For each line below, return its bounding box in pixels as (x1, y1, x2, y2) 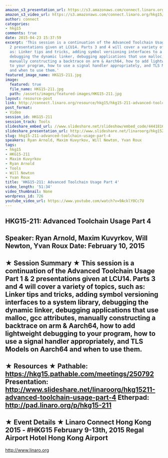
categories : (5, 21, 30, 27)
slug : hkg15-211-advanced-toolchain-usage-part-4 (5, 133, 111, 138)
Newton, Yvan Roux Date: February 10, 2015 (5, 242, 145, 251)
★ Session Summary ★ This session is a (5, 259, 134, 267)
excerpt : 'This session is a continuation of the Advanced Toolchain (5, 40, 153, 45)
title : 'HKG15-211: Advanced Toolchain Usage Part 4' (5, 180, 120, 185)
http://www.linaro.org (5, 447, 49, 453)
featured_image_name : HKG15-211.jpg (5, 73, 81, 78)
